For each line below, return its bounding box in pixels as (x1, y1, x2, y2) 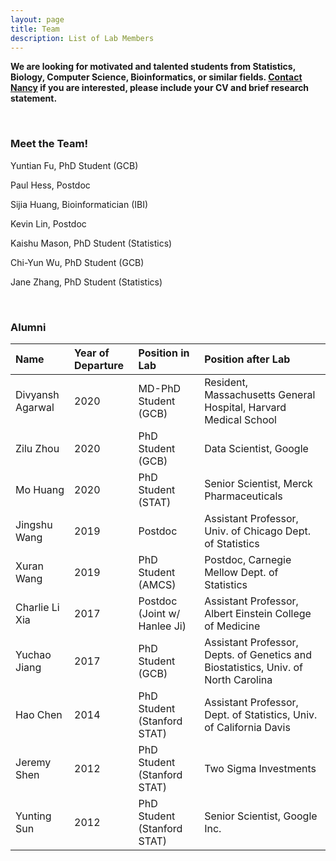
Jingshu (15, 517, 53, 531)
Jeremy (15, 755, 52, 769)
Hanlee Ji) (138, 619, 187, 633)
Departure (74, 358, 124, 372)
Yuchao (15, 647, 52, 661)
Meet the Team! (10, 137, 88, 151)
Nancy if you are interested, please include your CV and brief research (10, 82, 310, 94)
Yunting (15, 809, 52, 823)
